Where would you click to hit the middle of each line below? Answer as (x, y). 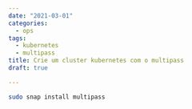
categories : (28, 23)
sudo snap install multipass (57, 97)
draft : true (28, 68)
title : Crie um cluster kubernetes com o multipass (96, 61)
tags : (17, 38)
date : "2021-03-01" (41, 16)
